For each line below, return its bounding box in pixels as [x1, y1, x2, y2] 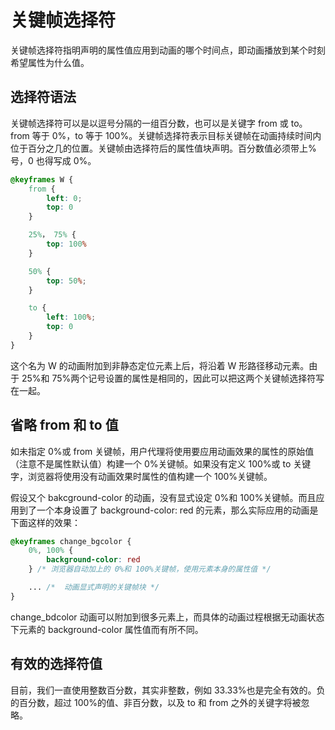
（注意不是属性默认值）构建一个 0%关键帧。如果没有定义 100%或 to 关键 [10, 457, 312, 470]
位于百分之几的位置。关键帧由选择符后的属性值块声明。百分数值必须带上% [10, 142, 317, 154]
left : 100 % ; [46, 312, 97, 323]
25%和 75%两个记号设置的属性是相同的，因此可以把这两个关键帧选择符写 [21, 372, 325, 384]
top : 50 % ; [46, 276, 87, 286]
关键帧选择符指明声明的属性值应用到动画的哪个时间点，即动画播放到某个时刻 [10, 44, 326, 56]
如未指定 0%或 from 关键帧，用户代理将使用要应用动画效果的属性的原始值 [10, 445, 315, 457]
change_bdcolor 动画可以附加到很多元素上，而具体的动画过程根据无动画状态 [10, 611, 325, 623]
